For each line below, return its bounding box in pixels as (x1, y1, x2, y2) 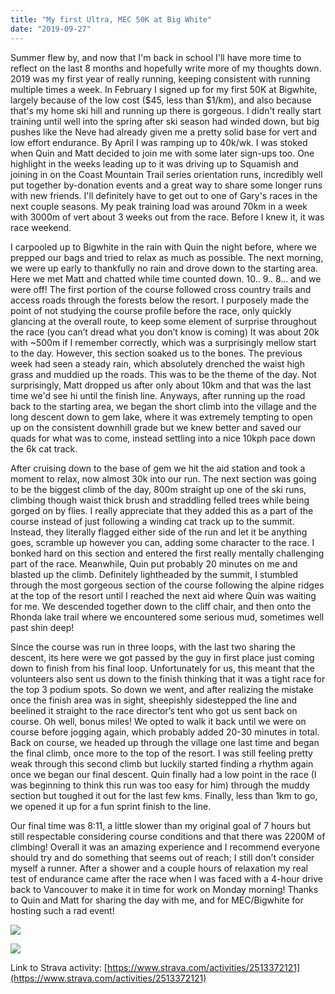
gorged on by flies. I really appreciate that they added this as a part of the (10, 504, 314, 516)
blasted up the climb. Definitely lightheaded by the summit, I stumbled (10, 568, 299, 580)
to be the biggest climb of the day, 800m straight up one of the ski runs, (10, 483, 307, 495)
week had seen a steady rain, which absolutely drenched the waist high (10, 357, 305, 370)
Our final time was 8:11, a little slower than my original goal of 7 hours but (10, 819, 312, 831)
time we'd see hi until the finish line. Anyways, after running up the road (10, 389, 306, 401)
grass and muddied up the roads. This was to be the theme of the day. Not (10, 368, 317, 380)
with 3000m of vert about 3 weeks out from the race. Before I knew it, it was (10, 211, 325, 223)
